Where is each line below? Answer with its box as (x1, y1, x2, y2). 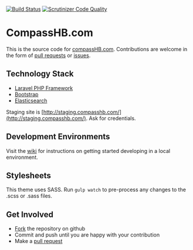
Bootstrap (14, 91, 39, 98)
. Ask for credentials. (86, 115, 136, 122)
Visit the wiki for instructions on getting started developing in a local (6, 147, 171, 154)
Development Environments (6, 132, 110, 142)
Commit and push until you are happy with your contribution (14, 231, 160, 238)
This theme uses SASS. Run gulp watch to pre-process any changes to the (6, 186, 187, 194)
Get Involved (6, 209, 54, 219)
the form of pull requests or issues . (6, 52, 91, 59)
